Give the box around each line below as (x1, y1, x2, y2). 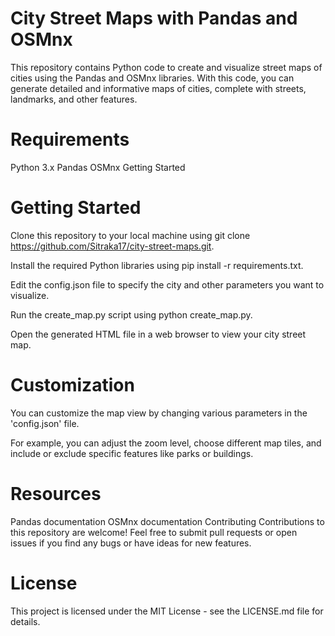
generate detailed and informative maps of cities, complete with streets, (10, 82, 307, 94)
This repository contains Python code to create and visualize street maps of (10, 61, 323, 73)
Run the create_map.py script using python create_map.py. (10, 308, 253, 321)
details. (10, 615, 41, 627)
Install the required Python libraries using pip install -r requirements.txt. (10, 259, 304, 271)
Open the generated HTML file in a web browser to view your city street (10, 328, 307, 340)
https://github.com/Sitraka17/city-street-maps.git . (10, 240, 215, 252)
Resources (10, 482, 102, 505)
